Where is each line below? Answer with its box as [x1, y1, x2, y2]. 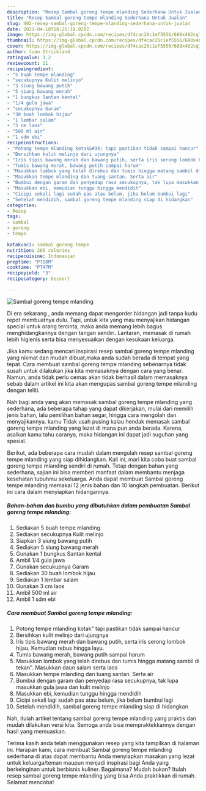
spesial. [7, 437, 27, 444]
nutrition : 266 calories [7, 247, 70, 254]
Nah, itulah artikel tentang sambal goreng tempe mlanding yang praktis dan [7, 715, 197, 722]
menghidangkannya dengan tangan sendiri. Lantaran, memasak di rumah [7, 329, 191, 336]
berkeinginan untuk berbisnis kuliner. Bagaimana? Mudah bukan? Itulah [7, 765, 186, 773]
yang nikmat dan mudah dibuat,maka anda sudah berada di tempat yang [7, 354, 189, 361]
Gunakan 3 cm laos [15, 582, 65, 590]
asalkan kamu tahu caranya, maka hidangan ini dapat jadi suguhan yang [7, 430, 188, 438]
